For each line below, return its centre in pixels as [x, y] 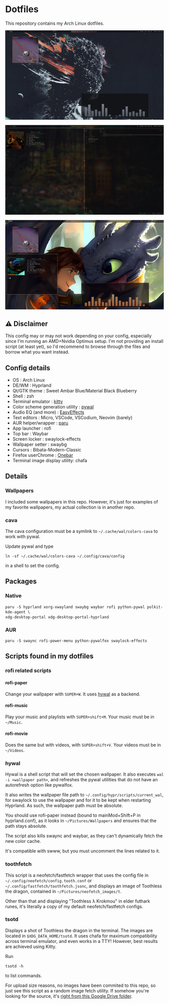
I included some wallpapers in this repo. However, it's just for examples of [82, 501]
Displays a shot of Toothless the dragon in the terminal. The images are [79, 930]
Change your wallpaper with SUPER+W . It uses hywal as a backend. [73, 694]
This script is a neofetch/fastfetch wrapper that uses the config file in [77, 875]
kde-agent [16, 612]
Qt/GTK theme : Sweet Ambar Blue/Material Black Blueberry [75, 391]
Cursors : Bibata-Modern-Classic [47, 450]
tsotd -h [14, 966]
